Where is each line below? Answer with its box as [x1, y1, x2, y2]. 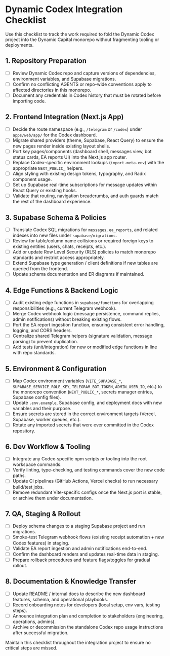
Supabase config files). [12, 394, 62, 400]
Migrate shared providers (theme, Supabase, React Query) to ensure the [12, 137, 164, 143]
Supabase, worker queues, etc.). [12, 417, 81, 423]
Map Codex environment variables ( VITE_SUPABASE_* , [12, 378, 123, 384]
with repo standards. [12, 350, 56, 356]
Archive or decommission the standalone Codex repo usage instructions [12, 624, 163, 630]
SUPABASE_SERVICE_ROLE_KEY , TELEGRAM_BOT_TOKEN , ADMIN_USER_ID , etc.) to [12, 384, 162, 390]
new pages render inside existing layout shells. [12, 143, 110, 149]
